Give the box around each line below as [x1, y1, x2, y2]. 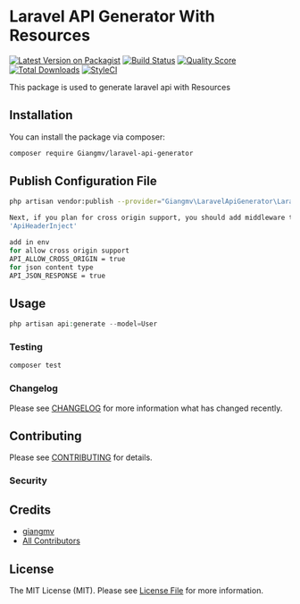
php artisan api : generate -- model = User [9, 319, 158, 328]
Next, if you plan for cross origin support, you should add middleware [9, 213, 286, 223]
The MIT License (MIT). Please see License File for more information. [9, 584, 263, 596]
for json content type [9, 262, 94, 272]
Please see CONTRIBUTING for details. [9, 452, 154, 463]
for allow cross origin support [9, 246, 129, 255]
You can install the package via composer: [9, 132, 165, 142]
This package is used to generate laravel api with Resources [9, 81, 230, 92]
